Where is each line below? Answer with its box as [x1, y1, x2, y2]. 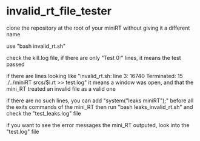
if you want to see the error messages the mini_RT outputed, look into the [6, 121, 190, 128]
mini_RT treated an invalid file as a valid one [6, 85, 116, 92]
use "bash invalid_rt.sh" [6, 42, 66, 50]
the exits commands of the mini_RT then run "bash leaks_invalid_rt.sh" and [6, 103, 193, 110]
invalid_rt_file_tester [6, 4, 112, 18]
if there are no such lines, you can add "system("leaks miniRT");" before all [6, 97, 194, 104]
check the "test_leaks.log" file [6, 110, 81, 117]
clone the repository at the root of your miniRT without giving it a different [6, 24, 190, 31]
